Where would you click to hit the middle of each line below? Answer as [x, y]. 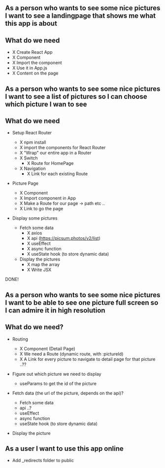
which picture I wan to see [46, 104]
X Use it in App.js [30, 68]
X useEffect [39, 243]
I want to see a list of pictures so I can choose [76, 97]
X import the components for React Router [63, 148]
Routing [20, 339]
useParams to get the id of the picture [58, 383]
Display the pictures [40, 259]
